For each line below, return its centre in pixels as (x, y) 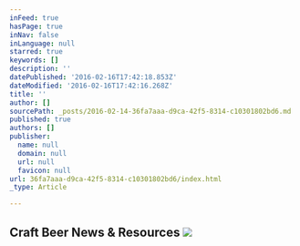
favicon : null (44, 170)
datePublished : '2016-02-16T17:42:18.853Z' (93, 77)
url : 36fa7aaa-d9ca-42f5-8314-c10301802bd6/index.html (116, 179)
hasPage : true (36, 26)
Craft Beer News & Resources (95, 232)
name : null (38, 145)
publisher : (30, 137)
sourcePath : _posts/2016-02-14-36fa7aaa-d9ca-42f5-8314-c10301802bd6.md (150, 111)
